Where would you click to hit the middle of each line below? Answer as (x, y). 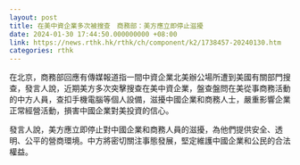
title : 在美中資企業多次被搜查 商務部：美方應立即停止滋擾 (106, 26)
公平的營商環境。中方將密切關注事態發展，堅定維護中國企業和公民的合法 (158, 141)
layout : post (33, 17)
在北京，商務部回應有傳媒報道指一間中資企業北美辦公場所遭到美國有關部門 (146, 78)
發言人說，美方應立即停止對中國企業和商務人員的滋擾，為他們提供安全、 (142, 129)
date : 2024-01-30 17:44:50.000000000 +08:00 (93, 34)
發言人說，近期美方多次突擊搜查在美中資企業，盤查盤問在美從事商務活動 (158, 88)
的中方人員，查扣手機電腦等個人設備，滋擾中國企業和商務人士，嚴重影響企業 (150, 100)
